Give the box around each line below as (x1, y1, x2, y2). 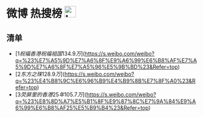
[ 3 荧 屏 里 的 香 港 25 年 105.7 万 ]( (15, 91, 87, 98)
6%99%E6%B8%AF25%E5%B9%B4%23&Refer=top (15, 104, 149, 111)
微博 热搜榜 (6, 7, 63, 21)
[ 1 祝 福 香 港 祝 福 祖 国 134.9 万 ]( (15, 50, 85, 57)
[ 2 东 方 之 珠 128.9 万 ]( (15, 70, 65, 78)
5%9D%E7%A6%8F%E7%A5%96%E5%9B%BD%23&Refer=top (15, 63, 178, 70)
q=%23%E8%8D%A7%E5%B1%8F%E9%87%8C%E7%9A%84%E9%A (15, 98, 196, 105)
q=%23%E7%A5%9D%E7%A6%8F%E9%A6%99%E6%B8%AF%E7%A (15, 57, 198, 64)
